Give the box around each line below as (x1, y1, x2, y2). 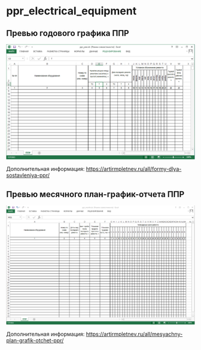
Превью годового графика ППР (6, 28, 130, 38)
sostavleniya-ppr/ (6, 172, 50, 179)
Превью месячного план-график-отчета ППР (6, 189, 185, 199)
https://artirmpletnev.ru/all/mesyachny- (86, 331, 183, 338)
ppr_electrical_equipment (6, 4, 137, 18)
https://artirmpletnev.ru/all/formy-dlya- (86, 165, 182, 173)
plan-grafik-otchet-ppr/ (6, 337, 64, 344)
